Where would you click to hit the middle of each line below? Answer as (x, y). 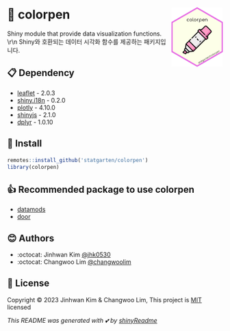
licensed (19, 307)
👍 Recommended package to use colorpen (101, 189)
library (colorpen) (33, 168)
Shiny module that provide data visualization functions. (85, 34)
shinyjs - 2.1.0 (36, 115)
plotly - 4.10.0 (36, 107)
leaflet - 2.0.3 (36, 93)
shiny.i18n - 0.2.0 (41, 100)
